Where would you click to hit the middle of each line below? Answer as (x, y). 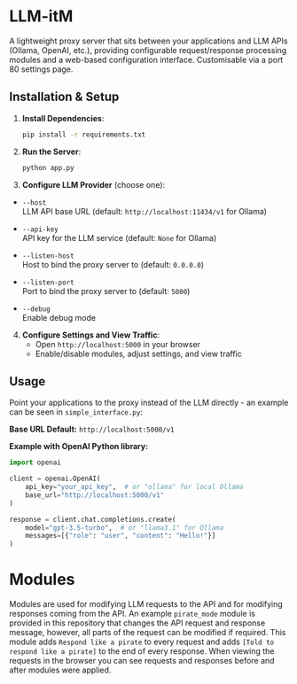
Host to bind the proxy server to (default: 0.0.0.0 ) (113, 264)
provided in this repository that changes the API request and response (137, 623)
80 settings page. (41, 69)
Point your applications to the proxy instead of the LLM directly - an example (149, 403)
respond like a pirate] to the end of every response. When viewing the (142, 651)
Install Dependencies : (63, 118)
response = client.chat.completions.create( (93, 519)
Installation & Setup (64, 97)
